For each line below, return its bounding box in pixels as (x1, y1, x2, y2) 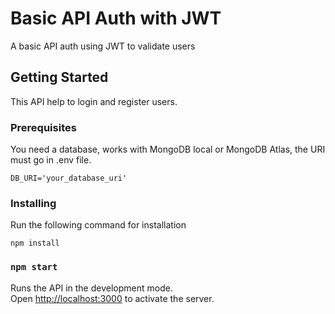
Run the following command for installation (10, 219, 187, 231)
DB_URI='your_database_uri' (10, 173, 128, 184)
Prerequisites (10, 120, 77, 134)
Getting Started (10, 69, 109, 86)
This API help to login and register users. (10, 95, 178, 107)
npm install (10, 238, 60, 249)
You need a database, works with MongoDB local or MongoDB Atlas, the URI (10, 143, 326, 156)
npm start (10, 262, 58, 273)
